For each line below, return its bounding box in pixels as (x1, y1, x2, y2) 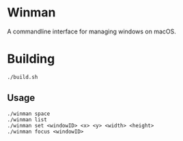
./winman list (7, 116, 48, 123)
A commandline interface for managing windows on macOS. (7, 27, 176, 35)
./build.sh (7, 74, 38, 80)
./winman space (7, 110, 51, 117)
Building (7, 51, 55, 67)
